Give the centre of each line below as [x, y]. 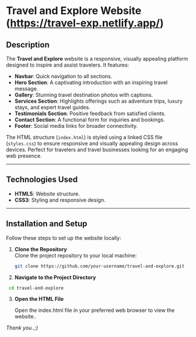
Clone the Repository [41, 249]
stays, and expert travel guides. [52, 107]
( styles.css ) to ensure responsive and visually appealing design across [92, 143]
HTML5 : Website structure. [47, 193]
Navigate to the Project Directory [55, 277]
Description [28, 45]
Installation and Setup [47, 224]
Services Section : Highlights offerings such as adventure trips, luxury [98, 101]
